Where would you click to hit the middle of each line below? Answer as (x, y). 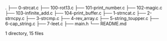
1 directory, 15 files (24, 33)
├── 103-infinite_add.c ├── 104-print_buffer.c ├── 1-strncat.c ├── (76, 13)
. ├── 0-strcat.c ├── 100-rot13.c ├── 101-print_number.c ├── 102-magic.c (84, 8)
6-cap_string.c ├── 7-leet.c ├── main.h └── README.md (66, 23)
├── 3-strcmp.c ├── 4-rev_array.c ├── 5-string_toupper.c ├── (92, 18)
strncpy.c (15, 18)
